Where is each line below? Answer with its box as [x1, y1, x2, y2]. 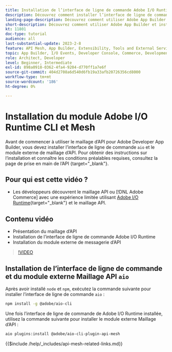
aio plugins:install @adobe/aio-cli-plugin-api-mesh [5, 331, 120, 337]
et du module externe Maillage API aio [5, 272, 129, 281]
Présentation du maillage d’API [12, 228, 77, 234]
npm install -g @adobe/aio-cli [5, 301, 72, 306]
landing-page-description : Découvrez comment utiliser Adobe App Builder [5, 17, 166, 22]
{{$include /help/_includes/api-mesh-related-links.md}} [5, 340, 123, 347]
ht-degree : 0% [5, 84, 36, 89]
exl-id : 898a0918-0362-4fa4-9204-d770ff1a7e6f [5, 65, 106, 70]
